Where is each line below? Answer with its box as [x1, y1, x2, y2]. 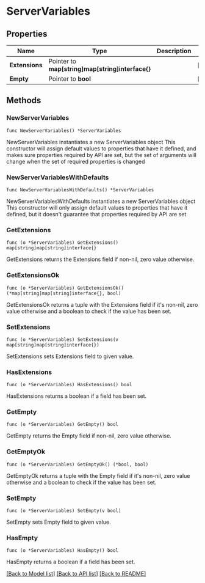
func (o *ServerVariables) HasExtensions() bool [6, 382, 132, 388]
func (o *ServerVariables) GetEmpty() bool [6, 422, 119, 428]
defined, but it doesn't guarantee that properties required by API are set [6, 210, 187, 218]
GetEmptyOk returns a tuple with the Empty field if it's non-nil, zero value [6, 472, 190, 479]
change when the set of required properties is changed [6, 158, 145, 165]
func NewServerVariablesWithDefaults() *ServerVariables [6, 186, 154, 193]
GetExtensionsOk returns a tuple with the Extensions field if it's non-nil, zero [6, 301, 198, 308]
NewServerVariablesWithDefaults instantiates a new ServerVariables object [6, 197, 196, 205]
